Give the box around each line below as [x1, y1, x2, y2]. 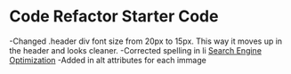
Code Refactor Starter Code [9, 6, 219, 27]
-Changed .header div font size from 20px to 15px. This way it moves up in [9, 36, 283, 46]
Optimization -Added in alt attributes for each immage [9, 54, 206, 65]
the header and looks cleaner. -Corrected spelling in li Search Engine [9, 45, 263, 55]
